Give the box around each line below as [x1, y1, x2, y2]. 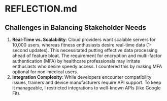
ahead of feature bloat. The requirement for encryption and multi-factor [12, 53, 162, 59]
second [12, 47, 28, 53]
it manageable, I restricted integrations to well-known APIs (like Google [12, 85, 161, 91]
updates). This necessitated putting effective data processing [29, 47, 158, 53]
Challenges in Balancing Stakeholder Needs [5, 23, 147, 32]
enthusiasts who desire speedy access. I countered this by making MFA [12, 64, 162, 69]
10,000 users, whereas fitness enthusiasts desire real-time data [12, 42, 145, 48]
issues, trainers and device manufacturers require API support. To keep [12, 79, 162, 85]
